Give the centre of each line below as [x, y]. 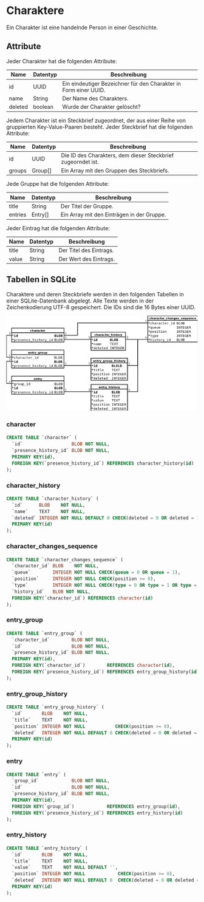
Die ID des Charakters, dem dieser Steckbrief [117, 155]
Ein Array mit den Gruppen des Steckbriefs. [115, 170]
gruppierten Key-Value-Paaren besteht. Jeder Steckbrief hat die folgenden [100, 127]
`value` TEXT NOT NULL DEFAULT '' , [65, 867]
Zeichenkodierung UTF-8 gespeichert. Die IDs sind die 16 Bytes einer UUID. [101, 307]
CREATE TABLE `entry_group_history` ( [55, 707]
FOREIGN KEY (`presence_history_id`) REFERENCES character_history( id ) [103, 463]
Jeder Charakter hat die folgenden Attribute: [62, 61]
